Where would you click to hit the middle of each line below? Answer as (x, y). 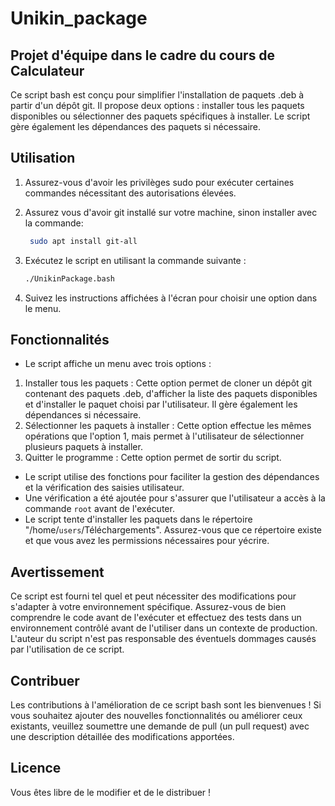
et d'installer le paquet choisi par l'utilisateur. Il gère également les (161, 404)
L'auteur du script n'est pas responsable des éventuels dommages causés (163, 639)
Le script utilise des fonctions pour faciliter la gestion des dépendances (172, 477)
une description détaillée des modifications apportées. (122, 736)
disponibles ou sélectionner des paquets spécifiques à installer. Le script (160, 116)
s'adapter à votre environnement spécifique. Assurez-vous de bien (148, 607)
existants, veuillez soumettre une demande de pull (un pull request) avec (160, 726)
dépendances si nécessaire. (83, 415)
